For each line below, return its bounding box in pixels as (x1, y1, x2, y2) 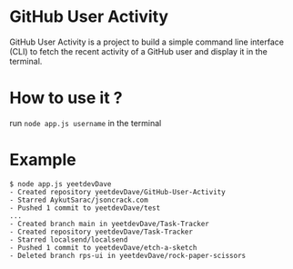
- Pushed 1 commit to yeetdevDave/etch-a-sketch (9, 243, 197, 252)
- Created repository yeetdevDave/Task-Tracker (9, 227, 194, 236)
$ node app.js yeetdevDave (9, 179, 112, 188)
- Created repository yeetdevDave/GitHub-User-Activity (9, 187, 226, 196)
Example (9, 150, 76, 170)
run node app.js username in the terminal (9, 117, 162, 128)
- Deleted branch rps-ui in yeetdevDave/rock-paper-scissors (9, 251, 247, 260)
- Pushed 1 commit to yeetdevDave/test (9, 203, 161, 213)
